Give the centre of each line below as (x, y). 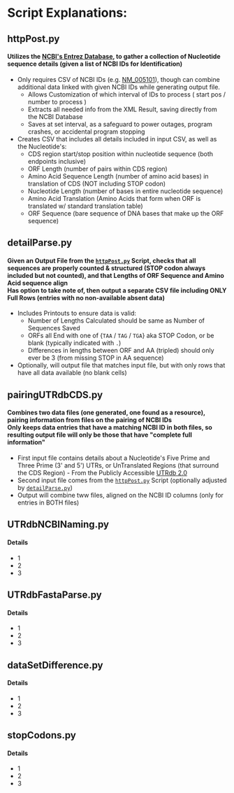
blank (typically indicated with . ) (74, 343)
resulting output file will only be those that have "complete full (100, 435)
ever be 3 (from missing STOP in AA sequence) (96, 358)
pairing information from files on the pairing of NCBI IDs (90, 420)
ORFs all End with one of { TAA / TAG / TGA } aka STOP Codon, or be (121, 336)
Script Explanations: (67, 13)
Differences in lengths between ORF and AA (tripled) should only (121, 351)
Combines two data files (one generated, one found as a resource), (106, 413)
